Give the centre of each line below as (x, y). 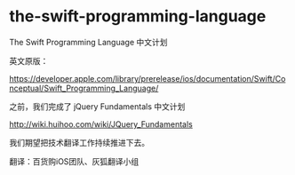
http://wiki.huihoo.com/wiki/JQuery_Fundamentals (101, 124)
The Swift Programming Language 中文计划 (88, 42)
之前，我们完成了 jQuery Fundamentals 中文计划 (97, 106)
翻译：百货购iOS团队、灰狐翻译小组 (74, 161)
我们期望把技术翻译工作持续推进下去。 (79, 142)
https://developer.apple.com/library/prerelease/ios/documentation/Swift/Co (147, 78)
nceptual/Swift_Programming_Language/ (84, 88)
